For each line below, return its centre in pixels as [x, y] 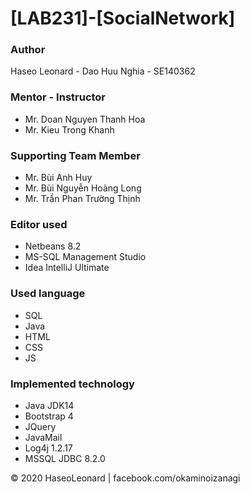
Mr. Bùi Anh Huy [58, 178]
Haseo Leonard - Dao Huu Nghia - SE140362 [103, 71]
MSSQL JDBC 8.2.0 [65, 458]
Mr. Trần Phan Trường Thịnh [82, 199]
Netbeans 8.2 [53, 246]
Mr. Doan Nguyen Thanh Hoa [85, 119]
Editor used [39, 224]
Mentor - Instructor [58, 97]
